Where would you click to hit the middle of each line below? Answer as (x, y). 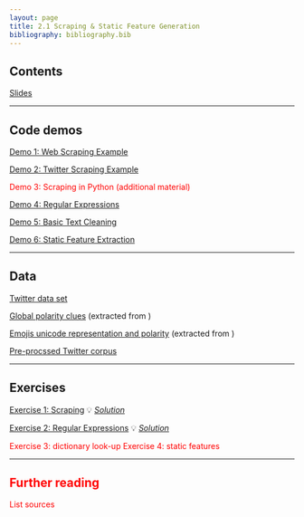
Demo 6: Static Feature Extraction (72, 239)
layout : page (34, 18)
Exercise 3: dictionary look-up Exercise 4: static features (114, 445)
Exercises (38, 388)
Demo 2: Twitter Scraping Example (74, 169)
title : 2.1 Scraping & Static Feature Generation (105, 26)
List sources (32, 504)
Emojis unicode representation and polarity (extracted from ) (122, 333)
